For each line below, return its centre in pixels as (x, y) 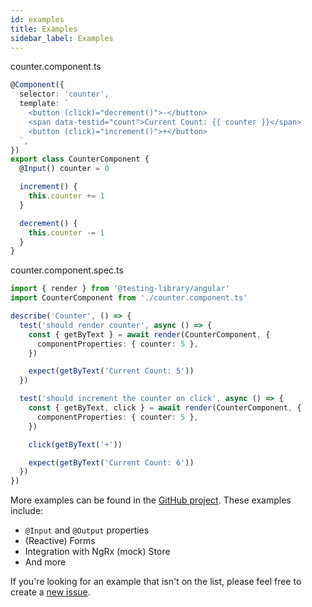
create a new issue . (50, 592)
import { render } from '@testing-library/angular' (120, 289)
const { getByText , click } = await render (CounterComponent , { (165, 408)
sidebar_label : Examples (62, 38)
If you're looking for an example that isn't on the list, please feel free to (156, 582)
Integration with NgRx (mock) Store (97, 552)
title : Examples (44, 29)
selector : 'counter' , (64, 94)
